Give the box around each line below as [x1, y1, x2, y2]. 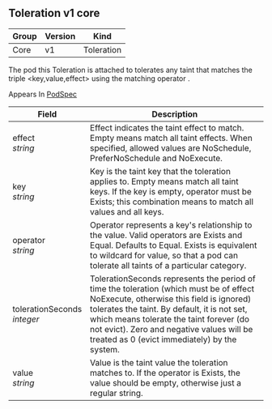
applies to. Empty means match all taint [90, 176, 239, 187]
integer [12, 313, 40, 325]
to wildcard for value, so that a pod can [90, 249, 239, 261]
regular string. [90, 387, 143, 398]
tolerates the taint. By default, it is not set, [90, 303, 248, 314]
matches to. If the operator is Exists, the [90, 367, 241, 378]
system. [90, 343, 120, 355]
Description [151, 109, 198, 120]
